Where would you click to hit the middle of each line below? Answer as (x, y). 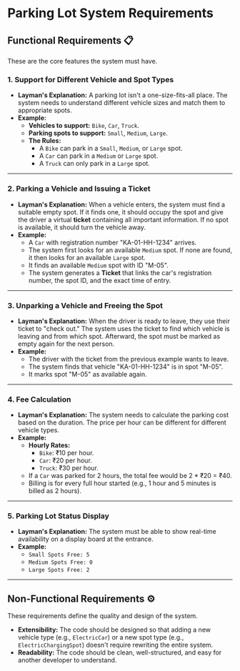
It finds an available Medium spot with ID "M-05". (99, 265)
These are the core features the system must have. (82, 61)
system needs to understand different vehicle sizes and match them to (121, 103)
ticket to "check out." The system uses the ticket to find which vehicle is (124, 328)
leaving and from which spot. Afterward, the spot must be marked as (119, 336)
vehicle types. (38, 430)
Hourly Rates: (49, 445)
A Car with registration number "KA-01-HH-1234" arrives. (112, 242)
